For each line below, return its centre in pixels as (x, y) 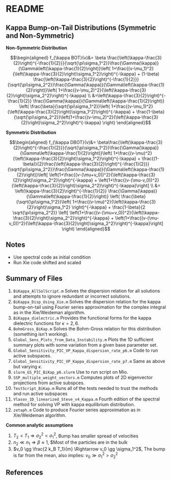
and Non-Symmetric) (40, 35)
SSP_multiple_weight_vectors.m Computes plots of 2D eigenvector (83, 377)
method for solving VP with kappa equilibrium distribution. (74, 404)
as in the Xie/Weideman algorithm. (49, 312)
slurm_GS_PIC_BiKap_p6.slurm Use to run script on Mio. (70, 372)
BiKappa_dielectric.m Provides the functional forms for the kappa (82, 318)
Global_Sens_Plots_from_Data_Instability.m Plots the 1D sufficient (83, 340)
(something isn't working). (41, 334)
